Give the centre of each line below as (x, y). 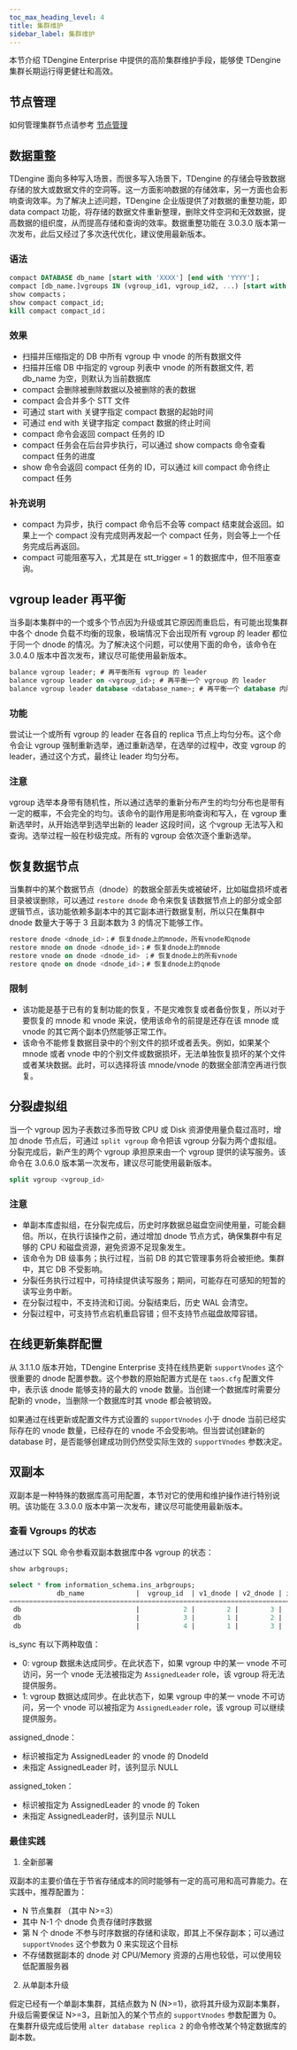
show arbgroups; (39, 1569)
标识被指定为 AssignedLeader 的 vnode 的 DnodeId (115, 1756)
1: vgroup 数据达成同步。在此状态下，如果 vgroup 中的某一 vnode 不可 (150, 1696)
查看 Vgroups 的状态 (53, 1532)
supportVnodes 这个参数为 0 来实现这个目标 (100, 1944)
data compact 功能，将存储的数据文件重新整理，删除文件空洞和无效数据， (144, 212)
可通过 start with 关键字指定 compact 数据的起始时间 (118, 411)
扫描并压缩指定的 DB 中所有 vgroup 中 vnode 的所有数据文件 (132, 356)
